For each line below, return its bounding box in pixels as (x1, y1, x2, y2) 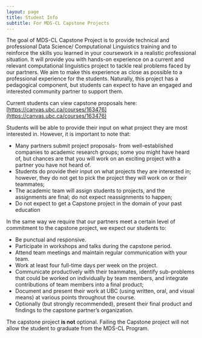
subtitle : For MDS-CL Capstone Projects (6, 20, 110, 26)
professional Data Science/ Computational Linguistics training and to (6, 43, 177, 50)
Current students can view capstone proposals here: (6, 100, 137, 107)
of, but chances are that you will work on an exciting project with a (15, 155, 181, 162)
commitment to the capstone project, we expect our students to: (6, 225, 166, 232)
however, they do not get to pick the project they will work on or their (15, 174, 187, 182)
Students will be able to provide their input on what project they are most (6, 124, 187, 132)
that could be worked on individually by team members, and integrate (15, 275, 189, 282)
